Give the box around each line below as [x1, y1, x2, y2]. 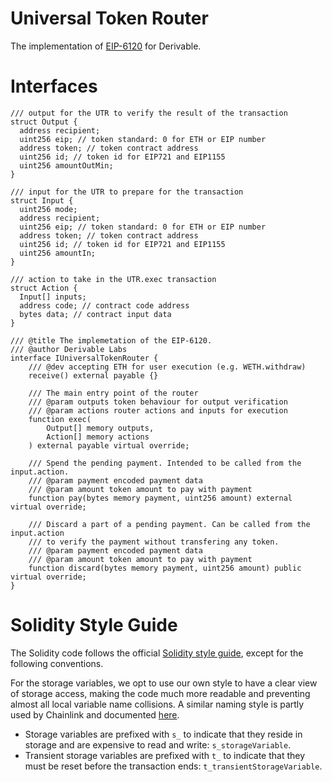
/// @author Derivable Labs [10, 344, 128, 354]
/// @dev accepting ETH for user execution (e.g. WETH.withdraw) [28, 362, 307, 372]
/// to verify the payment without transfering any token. [28, 537, 280, 547]
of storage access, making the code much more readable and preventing [10, 687, 311, 699]
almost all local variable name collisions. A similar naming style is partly [10, 698, 305, 710]
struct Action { [10, 283, 78, 293]
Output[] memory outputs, [46, 423, 155, 433]
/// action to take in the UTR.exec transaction [10, 274, 217, 284]
